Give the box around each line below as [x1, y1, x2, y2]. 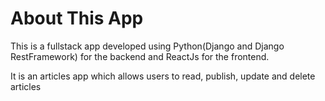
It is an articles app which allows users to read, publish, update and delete [10, 70, 316, 82]
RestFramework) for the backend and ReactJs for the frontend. [10, 50, 270, 62]
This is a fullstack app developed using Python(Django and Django [10, 40, 285, 52]
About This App [10, 7, 144, 30]
